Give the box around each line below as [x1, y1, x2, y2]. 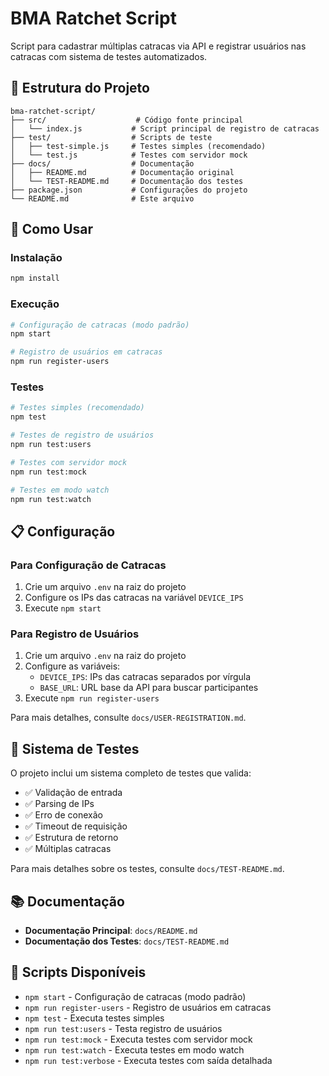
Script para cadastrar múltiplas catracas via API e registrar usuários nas [10, 40, 307, 52]
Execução [10, 297, 60, 311]
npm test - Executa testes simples [24, 1012, 165, 1024]
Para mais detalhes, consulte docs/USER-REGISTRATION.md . [10, 712, 247, 724]
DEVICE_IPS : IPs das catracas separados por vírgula [39, 671, 252, 683]
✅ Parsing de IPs [24, 798, 95, 810]
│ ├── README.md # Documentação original [10, 167, 235, 177]
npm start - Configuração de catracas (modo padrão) [24, 990, 247, 1002]
